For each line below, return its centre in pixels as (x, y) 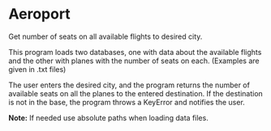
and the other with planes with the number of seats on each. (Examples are (134, 61)
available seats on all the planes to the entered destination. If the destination (136, 93)
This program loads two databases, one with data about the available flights (135, 52)
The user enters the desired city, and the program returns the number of (129, 85)
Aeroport (39, 14)
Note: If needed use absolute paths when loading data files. (108, 117)
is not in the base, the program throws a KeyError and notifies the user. (127, 102)
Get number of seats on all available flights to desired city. (105, 36)
